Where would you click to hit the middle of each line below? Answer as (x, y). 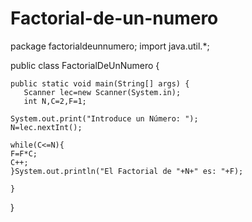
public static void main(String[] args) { (100, 83)
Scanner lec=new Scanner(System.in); (102, 92)
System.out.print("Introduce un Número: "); (104, 118)
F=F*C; (24, 153)
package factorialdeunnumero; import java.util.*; (110, 46)
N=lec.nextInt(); (46, 127)
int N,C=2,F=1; (55, 101)
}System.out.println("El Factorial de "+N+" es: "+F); (127, 171)
